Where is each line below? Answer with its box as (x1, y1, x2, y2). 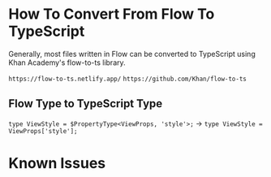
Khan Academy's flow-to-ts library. (8, 58, 126, 67)
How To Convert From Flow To (8, 5, 215, 24)
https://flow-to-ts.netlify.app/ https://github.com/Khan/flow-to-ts (8, 75, 247, 83)
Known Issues (8, 153, 106, 172)
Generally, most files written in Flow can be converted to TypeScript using (8, 49, 256, 58)
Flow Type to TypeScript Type (8, 97, 163, 110)
